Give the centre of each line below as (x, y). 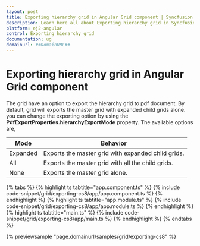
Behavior (114, 143)
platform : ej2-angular (34, 28)
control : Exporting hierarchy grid (50, 34)
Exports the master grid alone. (85, 172)
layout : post (22, 12)
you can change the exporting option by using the (67, 116)
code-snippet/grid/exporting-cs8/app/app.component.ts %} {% (85, 193)
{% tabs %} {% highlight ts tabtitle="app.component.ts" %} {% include (93, 187)
